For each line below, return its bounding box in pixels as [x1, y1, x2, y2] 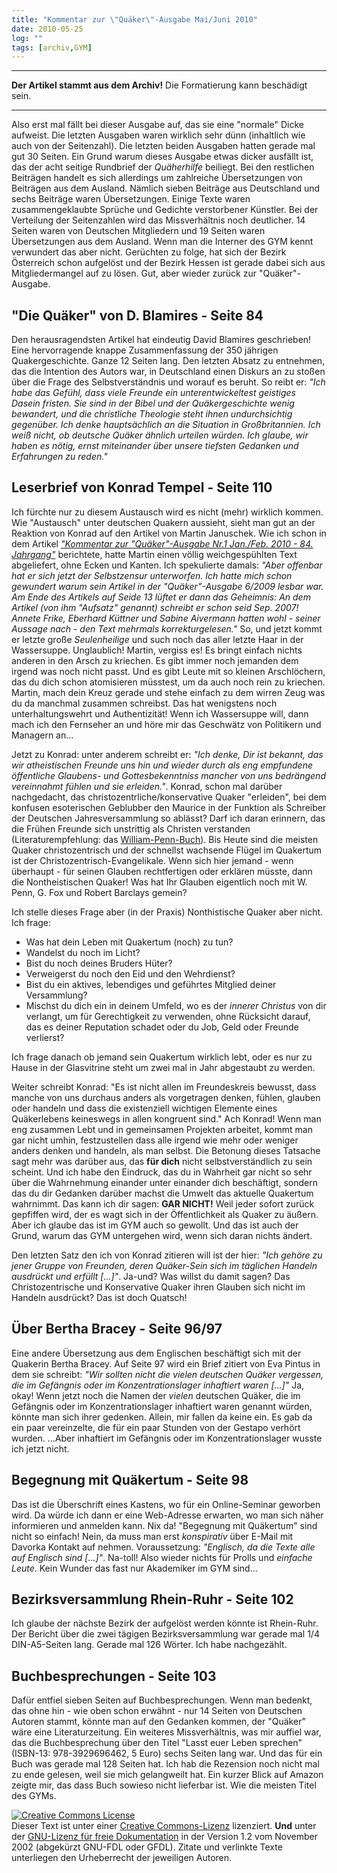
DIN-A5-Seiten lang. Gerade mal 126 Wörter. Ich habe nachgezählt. [11, 1639, 288, 1651]
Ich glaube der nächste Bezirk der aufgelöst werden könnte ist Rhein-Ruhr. [11, 1617, 319, 1630]
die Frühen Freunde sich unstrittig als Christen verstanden [11, 822, 251, 835]
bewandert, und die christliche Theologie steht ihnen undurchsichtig [11, 408, 293, 420]
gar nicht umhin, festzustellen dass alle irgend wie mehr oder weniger [11, 1134, 299, 1146]
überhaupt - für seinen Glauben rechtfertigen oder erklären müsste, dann [11, 865, 313, 877]
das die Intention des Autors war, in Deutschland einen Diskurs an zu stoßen [11, 366, 326, 378]
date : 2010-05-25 [11, 24, 84, 34]
